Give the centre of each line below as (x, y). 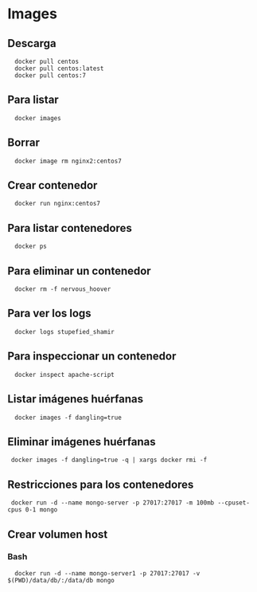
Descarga (32, 43)
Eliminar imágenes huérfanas (82, 442)
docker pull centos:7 (51, 76)
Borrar (24, 143)
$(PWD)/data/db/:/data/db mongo (61, 580)
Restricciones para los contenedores (101, 484)
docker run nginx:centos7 (58, 204)
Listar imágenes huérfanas (76, 399)
